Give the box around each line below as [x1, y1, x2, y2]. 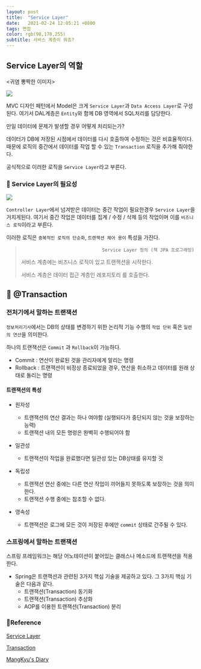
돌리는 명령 [26, 371, 52, 379]
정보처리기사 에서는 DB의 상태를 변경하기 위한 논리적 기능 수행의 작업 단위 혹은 [6, 323, 182, 330]
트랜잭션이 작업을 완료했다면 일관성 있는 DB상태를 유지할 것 [23, 455, 164, 462]
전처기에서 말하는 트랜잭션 [6, 309, 78, 317]
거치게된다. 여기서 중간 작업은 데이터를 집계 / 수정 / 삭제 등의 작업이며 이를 [6, 214, 180, 221]
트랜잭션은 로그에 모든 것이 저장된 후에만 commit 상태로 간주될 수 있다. [23, 521, 188, 528]
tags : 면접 [6, 25, 31, 32]
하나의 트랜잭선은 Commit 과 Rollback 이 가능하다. [6, 344, 122, 351]
